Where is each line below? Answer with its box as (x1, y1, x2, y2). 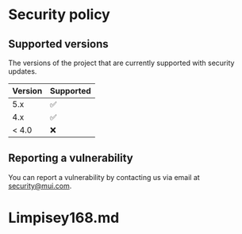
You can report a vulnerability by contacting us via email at (8, 172, 200, 182)
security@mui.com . (8, 181, 72, 190)
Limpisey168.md (8, 209, 120, 227)
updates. (8, 67, 37, 76)
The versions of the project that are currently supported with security (8, 58, 235, 67)
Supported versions (8, 37, 109, 51)
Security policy (8, 6, 111, 24)
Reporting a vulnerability (8, 152, 133, 165)
